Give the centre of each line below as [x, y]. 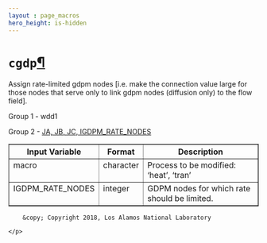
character [121, 165]
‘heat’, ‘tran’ [169, 175]
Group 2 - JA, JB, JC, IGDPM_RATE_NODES [80, 132]
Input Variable [54, 152]
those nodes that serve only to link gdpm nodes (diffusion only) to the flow [130, 93]
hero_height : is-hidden [48, 23]
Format [121, 152]
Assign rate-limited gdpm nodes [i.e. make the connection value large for [128, 84]
